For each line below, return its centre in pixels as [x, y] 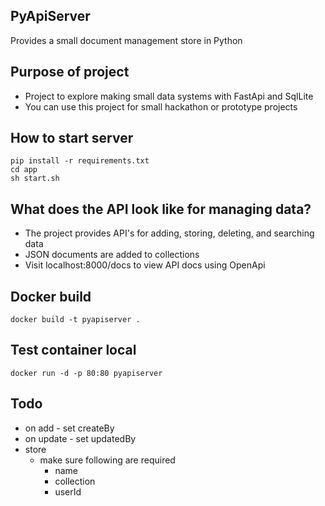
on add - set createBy [69, 428]
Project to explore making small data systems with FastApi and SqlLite [169, 96]
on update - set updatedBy [80, 438]
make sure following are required [107, 460]
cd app [24, 170]
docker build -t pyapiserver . [75, 320]
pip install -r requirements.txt [80, 161]
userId [68, 491]
